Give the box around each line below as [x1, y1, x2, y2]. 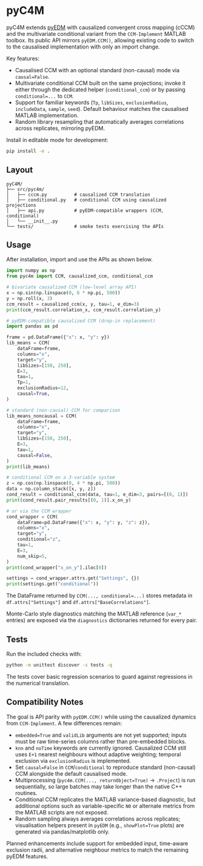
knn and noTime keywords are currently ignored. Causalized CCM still [15, 744, 187, 751]
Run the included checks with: [6, 650, 82, 657]
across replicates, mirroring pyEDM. [15, 124, 105, 132]
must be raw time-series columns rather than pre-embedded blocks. [15, 737, 187, 745]
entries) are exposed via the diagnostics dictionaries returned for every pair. [6, 617, 198, 624]
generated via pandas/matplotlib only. [15, 828, 110, 835]
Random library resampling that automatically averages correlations [15, 118, 184, 125]
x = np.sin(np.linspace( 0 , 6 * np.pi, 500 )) [6, 290, 121, 296]
